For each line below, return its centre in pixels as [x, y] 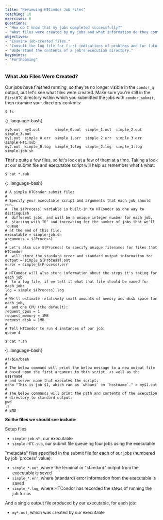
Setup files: [16, 429]
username [14, 376]
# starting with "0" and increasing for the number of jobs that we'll [80, 222]
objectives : [17, 37]
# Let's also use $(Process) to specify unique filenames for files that [81, 247]
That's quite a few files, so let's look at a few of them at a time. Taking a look [81, 160]
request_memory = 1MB [27, 316]
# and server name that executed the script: [52, 381]
